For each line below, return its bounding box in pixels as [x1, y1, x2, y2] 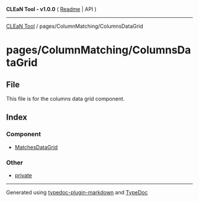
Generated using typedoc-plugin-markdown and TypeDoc [6, 188, 148, 195]
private [14, 172, 33, 179]
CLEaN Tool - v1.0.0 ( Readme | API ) [6, 6, 97, 12]
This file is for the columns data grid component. [6, 95, 125, 102]
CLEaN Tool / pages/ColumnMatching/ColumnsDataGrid [6, 23, 143, 30]
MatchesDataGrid [14, 143, 58, 150]
